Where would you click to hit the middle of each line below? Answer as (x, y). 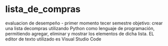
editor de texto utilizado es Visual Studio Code (53, 39)
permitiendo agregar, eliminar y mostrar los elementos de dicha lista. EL (80, 33)
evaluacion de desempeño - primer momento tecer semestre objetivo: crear (84, 23)
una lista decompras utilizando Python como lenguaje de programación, (80, 28)
